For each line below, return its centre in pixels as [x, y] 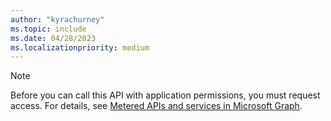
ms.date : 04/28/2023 [53, 38]
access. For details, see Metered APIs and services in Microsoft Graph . [156, 106]
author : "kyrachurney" [57, 19]
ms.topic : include [48, 29]
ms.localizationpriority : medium [80, 47]
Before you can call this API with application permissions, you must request [165, 95]
